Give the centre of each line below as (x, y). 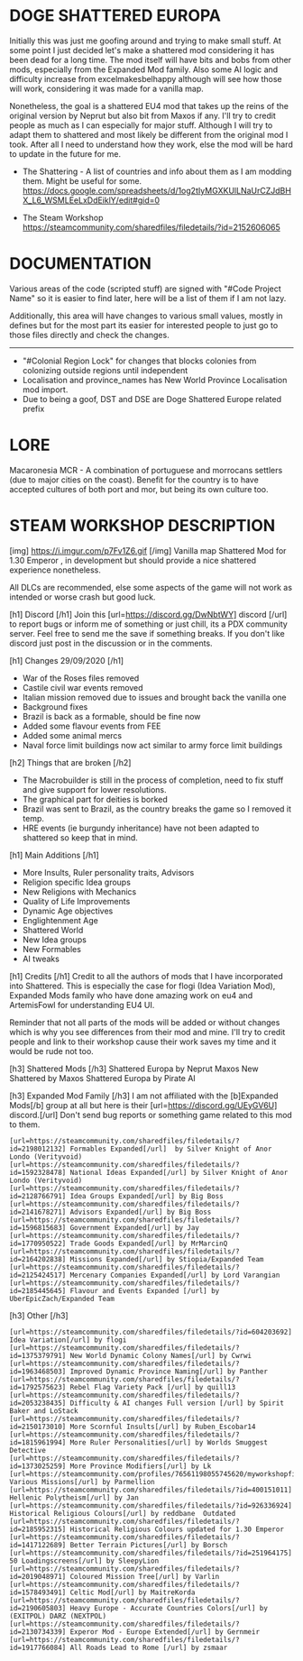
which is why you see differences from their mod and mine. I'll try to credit (147, 1032)
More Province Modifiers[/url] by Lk (141, 1466)
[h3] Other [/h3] (39, 1315)
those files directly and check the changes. (89, 335)
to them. (25, 1124)
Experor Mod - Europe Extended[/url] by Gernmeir (165, 1632)
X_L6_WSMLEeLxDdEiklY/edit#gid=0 (91, 200)
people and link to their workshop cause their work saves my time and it (143, 1042)
